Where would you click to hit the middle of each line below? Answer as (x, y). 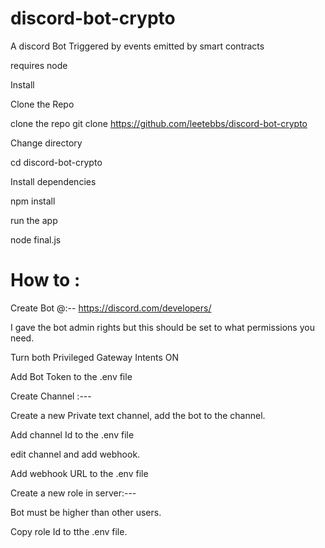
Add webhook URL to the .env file (79, 473)
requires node (39, 65)
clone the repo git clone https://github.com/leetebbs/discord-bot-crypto (159, 123)
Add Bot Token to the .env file (71, 376)
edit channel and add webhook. (75, 454)
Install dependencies (53, 181)
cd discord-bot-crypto (56, 162)
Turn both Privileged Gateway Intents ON (95, 357)
